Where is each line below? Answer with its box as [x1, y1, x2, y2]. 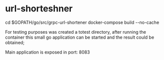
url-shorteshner [5, 3, 73, 14]
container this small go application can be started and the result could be [5, 34, 155, 40]
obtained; [5, 39, 25, 45]
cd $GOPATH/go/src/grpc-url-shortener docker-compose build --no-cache [5, 19, 160, 25]
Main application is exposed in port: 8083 [5, 49, 90, 55]
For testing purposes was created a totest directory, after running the [5, 29, 146, 35]
